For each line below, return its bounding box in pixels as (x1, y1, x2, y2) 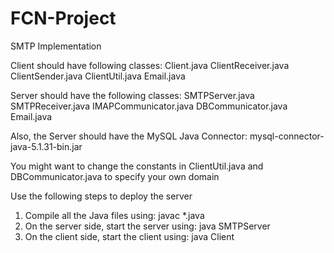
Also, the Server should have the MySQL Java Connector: (10, 130, 248, 142)
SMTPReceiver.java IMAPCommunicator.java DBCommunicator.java (10, 100, 288, 112)
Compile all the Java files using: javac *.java (24, 209, 205, 221)
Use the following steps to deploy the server (10, 190, 193, 202)
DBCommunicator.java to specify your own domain (10, 170, 220, 182)
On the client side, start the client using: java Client (24, 230, 235, 242)
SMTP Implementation (10, 40, 102, 52)
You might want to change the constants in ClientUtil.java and (10, 160, 264, 172)
